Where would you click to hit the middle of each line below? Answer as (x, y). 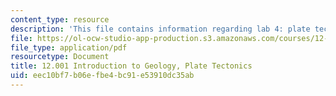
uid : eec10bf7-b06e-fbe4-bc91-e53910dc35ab (102, 76)
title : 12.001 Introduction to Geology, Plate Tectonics (131, 66)
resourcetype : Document (60, 57)
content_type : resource (60, 19)
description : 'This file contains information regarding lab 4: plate (160, 29)
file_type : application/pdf (69, 47)
